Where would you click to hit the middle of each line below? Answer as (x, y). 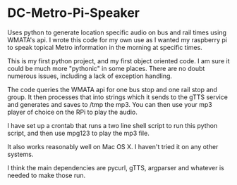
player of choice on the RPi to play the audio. (72, 112)
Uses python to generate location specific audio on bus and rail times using (117, 32)
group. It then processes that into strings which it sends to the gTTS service (117, 97)
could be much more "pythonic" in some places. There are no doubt (106, 68)
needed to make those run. (47, 175)
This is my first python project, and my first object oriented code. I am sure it (119, 60)
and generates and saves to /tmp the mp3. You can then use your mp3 (110, 104)
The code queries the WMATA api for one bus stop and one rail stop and (112, 89)
